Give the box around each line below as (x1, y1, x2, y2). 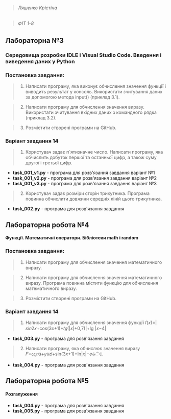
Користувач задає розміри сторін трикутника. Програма (25, 190, 150, 196)
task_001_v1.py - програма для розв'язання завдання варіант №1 (12, 169, 155, 176)
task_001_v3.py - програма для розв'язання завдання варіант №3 (12, 181, 157, 187)
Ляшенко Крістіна (17, 5, 57, 11)
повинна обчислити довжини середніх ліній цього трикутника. (25, 196, 162, 202)
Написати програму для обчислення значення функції (25, 319, 144, 326)
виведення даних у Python (5, 58, 75, 65)
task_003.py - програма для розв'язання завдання (12, 335, 124, 341)
